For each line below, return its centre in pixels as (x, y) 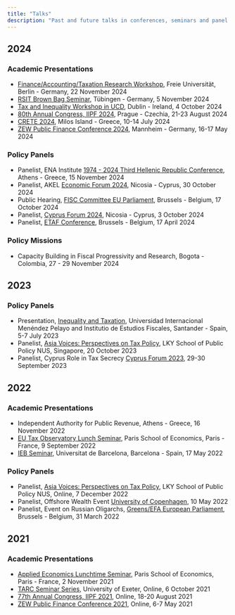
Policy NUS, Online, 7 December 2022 (73, 494)
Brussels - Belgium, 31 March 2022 (68, 516)
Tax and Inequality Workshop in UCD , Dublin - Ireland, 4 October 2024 (120, 107)
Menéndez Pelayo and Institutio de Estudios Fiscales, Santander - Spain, (123, 329)
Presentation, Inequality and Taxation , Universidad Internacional (110, 321)
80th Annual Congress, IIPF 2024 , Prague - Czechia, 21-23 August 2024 (122, 114)
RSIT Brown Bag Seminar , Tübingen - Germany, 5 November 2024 (113, 99)
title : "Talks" (30, 14)
